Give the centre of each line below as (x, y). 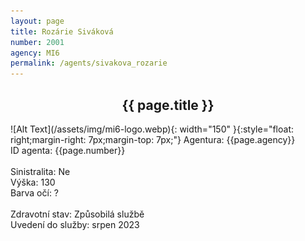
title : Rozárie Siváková (62, 31)
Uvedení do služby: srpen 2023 (75, 224)
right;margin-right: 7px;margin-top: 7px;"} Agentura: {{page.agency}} (153, 139)
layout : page (37, 21)
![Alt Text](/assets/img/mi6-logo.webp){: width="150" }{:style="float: (152, 129)
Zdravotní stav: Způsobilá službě (77, 214)
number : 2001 (37, 42)
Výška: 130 (33, 182)
